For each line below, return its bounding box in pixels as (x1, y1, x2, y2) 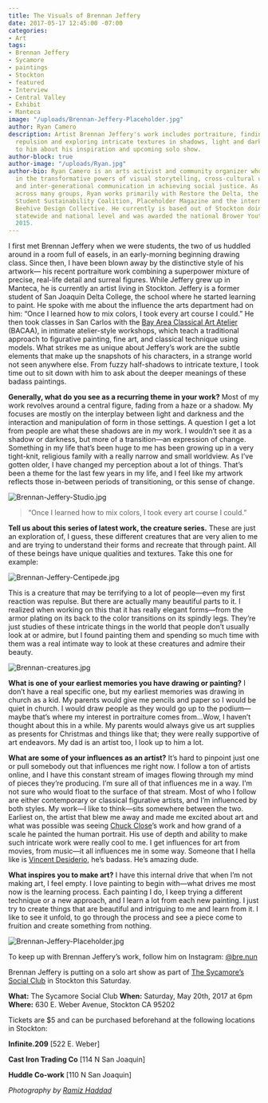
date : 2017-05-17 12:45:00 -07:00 (8, 19, 124, 27)
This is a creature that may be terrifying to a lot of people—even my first (8, 588, 246, 598)
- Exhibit (8, 100, 41, 108)
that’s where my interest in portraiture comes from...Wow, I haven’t (32, 712, 251, 722)
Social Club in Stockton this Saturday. (8, 976, 132, 986)
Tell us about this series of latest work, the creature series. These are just (8, 523, 256, 533)
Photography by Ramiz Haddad (8, 1085, 112, 1095)
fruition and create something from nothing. (8, 921, 152, 931)
